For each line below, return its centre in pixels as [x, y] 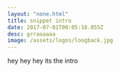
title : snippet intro [40, 21]
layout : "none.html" [38, 14]
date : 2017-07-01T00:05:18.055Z [55, 27]
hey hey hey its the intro [43, 61]
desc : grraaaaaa [31, 34]
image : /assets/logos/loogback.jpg [60, 41]
